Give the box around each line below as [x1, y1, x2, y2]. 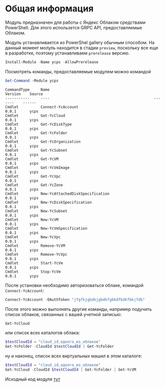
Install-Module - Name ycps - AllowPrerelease [5, 59, 99, 64]
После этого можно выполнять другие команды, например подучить [5, 306, 152, 312]
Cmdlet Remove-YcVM [5, 243, 65, 248]
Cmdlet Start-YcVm [5, 261, 63, 266]
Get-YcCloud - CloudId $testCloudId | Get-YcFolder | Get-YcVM [5, 367, 136, 372]
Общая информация [5, 3, 94, 14]
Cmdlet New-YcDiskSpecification [5, 200, 92, 205]
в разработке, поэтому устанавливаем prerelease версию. [5, 50, 130, 56]
